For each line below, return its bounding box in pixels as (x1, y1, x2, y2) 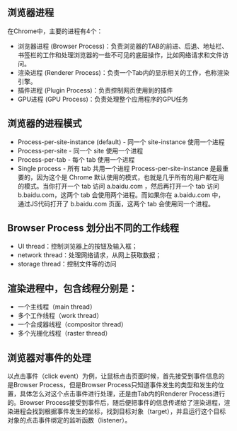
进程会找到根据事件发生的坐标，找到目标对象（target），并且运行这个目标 (13, 407, 226, 415)
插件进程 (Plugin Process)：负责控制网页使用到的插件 (17, 85, 173, 94)
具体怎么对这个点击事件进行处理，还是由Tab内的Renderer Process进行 (19, 389, 226, 398)
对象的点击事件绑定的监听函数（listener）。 (7, 416, 132, 425)
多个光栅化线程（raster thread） (17, 329, 112, 338)
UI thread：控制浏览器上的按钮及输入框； (17, 242, 138, 251)
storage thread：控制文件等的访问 (17, 260, 117, 268)
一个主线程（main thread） (17, 302, 97, 311)
